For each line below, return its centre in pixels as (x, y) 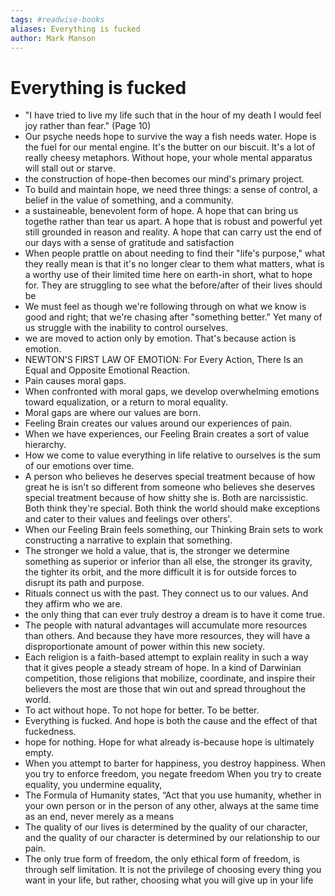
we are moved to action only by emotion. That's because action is (160, 338)
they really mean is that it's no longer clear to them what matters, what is (174, 264)
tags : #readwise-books (57, 19)
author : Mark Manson (53, 38)
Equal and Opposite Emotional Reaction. (107, 370)
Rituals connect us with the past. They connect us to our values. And (166, 593)
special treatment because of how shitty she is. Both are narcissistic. (166, 498)
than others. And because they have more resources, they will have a (167, 636)
